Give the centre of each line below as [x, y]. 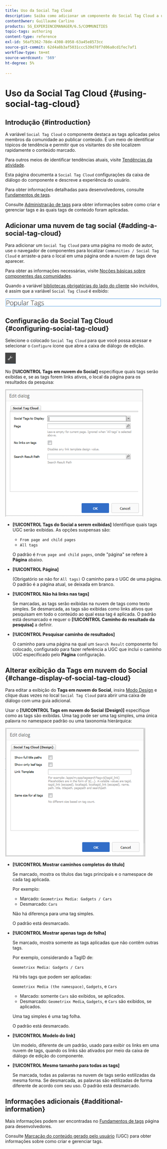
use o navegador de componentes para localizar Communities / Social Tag [82, 251]
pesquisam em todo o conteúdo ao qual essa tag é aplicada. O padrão [84, 614]
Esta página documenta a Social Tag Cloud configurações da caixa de [78, 175]
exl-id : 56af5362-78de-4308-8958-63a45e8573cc [54, 42]
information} [25, 1109]
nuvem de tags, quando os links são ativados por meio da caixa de [81, 1050]
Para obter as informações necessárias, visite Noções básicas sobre [75, 271]
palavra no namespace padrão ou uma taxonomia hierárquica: [69, 721]
